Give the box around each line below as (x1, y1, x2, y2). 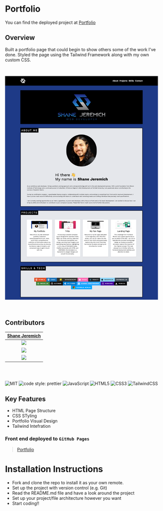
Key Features (5, 395, 46, 403)
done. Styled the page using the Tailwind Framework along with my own (5, 52, 149, 57)
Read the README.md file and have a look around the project (12, 490, 135, 496)
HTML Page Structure (12, 408, 56, 414)
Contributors (5, 319, 45, 327)
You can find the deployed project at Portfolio (5, 19, 96, 25)
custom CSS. (5, 57, 31, 63)
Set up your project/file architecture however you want (12, 495, 121, 501)
